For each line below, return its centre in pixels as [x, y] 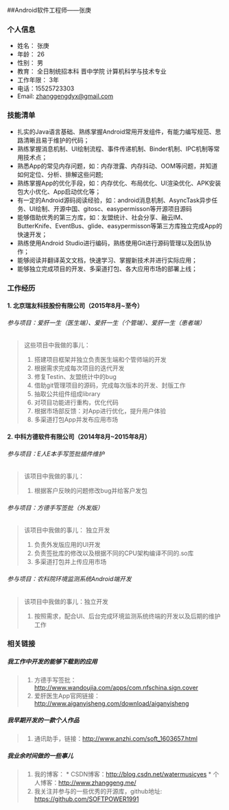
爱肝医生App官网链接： [67, 696]
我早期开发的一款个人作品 [43, 720]
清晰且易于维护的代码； [56, 140]
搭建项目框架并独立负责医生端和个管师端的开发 [100, 360]
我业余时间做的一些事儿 [40, 755]
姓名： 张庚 [33, 46]
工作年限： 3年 [38, 80]
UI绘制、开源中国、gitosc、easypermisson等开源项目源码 [110, 208]
